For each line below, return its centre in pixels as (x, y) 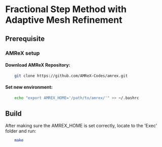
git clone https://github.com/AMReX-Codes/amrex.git (71, 76)
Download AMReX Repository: (38, 65)
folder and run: (21, 131)
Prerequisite (25, 39)
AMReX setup (23, 53)
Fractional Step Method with (66, 9)
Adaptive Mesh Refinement (64, 20)
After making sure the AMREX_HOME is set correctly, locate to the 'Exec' (81, 126)
